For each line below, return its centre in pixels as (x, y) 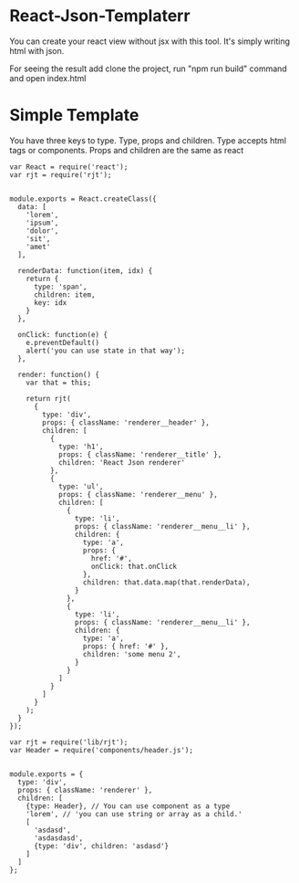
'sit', (38, 238)
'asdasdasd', (58, 838)
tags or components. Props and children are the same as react (127, 150)
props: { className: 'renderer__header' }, (126, 422)
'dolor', (42, 231)
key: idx (50, 302)
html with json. (37, 50)
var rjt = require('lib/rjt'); (69, 742)
